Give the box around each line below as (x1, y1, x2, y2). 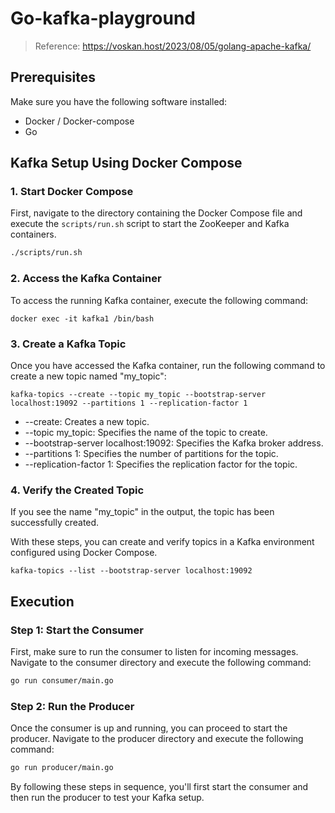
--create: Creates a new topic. (24, 415, 150, 427)
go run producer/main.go (10, 763, 114, 773)
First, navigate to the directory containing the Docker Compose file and (10, 207, 303, 219)
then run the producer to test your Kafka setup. (10, 791, 205, 803)
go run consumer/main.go (10, 675, 114, 686)
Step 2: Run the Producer (10, 699, 135, 713)
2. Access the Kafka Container (10, 272, 162, 286)
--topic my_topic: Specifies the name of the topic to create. (24, 426, 268, 438)
